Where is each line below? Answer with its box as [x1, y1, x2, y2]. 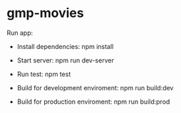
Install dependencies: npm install [16, 42, 114, 50]
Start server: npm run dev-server [16, 55, 115, 65]
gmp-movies [6, 5, 84, 21]
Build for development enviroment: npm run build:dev [16, 83, 174, 92]
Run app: [6, 28, 33, 37]
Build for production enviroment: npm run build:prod [16, 97, 170, 106]
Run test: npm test [16, 70, 71, 78]
